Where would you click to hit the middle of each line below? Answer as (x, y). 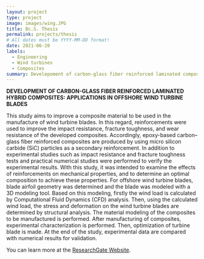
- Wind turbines (32, 62)
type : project (24, 18)
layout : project (27, 12)
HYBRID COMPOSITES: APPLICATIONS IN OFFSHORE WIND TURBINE (95, 98)
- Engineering (29, 57)
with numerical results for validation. (52, 238)
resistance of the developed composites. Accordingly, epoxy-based (91, 135)
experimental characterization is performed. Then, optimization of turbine (98, 226)
